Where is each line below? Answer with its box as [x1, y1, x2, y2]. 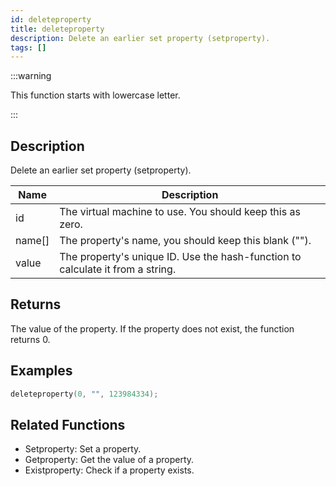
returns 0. [10, 333, 51, 345]
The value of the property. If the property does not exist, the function [10, 322, 295, 335]
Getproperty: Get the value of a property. [24, 454, 195, 466]
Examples [10, 362, 73, 380]
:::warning [10, 70, 52, 82]
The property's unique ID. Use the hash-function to [59, 250, 302, 264]
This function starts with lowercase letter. [10, 89, 181, 101]
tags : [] [10, 42, 47, 53]
